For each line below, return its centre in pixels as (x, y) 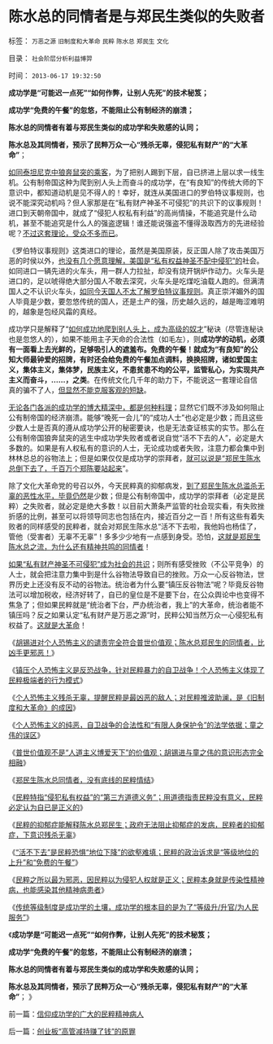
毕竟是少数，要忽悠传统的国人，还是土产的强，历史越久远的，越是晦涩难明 (140, 301)
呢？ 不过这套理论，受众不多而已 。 (65, 233)
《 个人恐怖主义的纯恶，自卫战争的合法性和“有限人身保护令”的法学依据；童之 (136, 725)
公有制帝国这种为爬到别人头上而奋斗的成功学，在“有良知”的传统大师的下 (143, 182)
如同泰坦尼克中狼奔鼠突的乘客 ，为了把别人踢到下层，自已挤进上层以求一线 (133, 172)
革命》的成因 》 (54, 707)
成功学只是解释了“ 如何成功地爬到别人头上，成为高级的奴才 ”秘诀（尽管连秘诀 (136, 329)
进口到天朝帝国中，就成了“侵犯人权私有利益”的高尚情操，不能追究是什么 (129, 213)
